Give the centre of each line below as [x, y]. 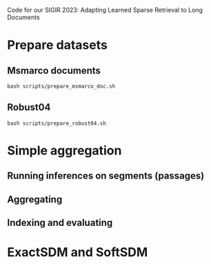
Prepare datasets [58, 45]
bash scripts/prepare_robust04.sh [57, 123]
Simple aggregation [64, 150]
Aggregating [35, 199]
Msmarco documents [54, 71]
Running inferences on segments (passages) [106, 176]
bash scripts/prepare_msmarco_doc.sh [61, 86]
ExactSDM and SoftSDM [78, 253]
